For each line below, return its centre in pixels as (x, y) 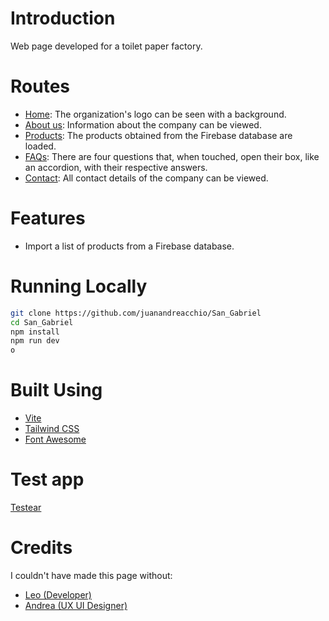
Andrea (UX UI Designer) (76, 605)
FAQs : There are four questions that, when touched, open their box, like (172, 156)
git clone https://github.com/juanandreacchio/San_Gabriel (136, 313)
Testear (26, 507)
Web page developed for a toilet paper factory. (106, 46)
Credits (41, 548)
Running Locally (79, 286)
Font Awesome (55, 439)
